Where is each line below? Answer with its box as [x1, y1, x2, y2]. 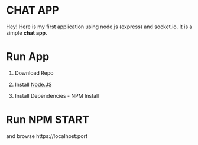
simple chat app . [6, 29, 47, 36]
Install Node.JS [14, 81, 52, 88]
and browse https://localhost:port [6, 132, 87, 139]
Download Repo [14, 69, 54, 77]
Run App [6, 50, 50, 64]
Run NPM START [6, 113, 90, 127]
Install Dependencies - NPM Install [14, 92, 99, 99]
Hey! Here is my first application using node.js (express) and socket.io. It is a [6, 23, 193, 30]
